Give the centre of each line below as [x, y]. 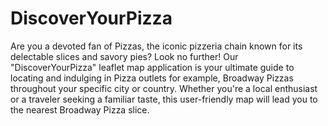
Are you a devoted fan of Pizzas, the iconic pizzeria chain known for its [156, 46]
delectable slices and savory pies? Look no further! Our [124, 56]
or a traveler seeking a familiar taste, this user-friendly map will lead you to [164, 99]
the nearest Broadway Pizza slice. [80, 109]
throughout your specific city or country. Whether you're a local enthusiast [164, 88]
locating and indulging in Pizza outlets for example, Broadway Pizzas [152, 78]
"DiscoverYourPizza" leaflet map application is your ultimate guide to [152, 67]
